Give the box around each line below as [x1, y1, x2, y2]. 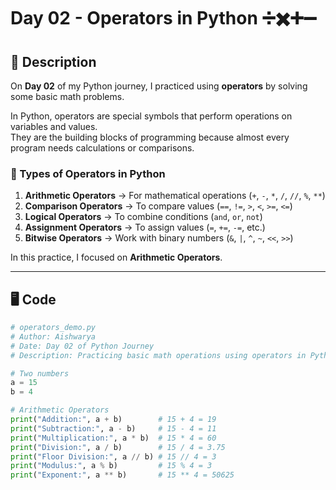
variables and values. [10, 121, 98, 132]
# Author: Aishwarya [10, 331, 97, 342]
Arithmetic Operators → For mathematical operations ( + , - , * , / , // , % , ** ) [24, 190, 326, 202]
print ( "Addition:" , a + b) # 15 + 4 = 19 [10, 415, 217, 425]
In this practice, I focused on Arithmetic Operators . [10, 251, 223, 264]
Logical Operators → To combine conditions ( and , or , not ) [24, 211, 263, 223]
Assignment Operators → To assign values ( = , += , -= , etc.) [24, 221, 266, 234]
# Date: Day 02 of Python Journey [10, 341, 155, 351]
